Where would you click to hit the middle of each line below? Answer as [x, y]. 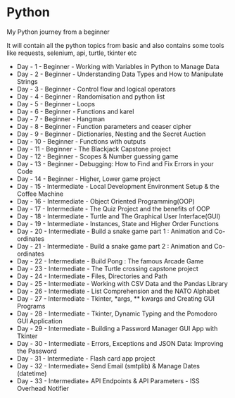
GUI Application [39, 321]
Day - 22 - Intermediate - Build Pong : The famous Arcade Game [110, 261]
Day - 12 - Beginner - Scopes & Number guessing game [97, 156]
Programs [31, 306]
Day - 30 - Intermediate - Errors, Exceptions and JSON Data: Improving [120, 343]
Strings [27, 81]
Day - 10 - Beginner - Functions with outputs [81, 141]
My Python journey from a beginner [58, 32]
